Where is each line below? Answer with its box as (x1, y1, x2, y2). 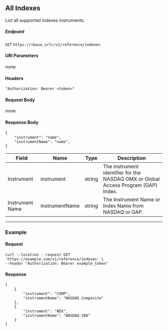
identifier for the (102, 169, 141, 176)
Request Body (5, 97, 35, 103)
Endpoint (5, 28, 25, 34)
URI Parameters (5, 52, 38, 59)
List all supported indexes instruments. (5, 17, 85, 23)
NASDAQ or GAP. (102, 208, 143, 215)
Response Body (5, 119, 39, 125)
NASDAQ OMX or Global (102, 175, 160, 182)
